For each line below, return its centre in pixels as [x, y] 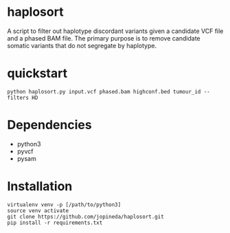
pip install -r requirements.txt [55, 223]
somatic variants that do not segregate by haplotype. [82, 45]
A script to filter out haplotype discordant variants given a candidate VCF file [115, 31]
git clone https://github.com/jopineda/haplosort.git [86, 217]
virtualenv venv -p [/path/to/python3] [64, 204]
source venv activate [38, 210]
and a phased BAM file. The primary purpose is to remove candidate [104, 38]
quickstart [37, 74]
